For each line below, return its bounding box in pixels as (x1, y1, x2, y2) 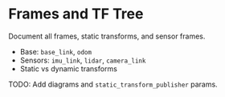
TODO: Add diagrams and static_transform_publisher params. (8, 79, 219, 89)
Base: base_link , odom (19, 46, 92, 56)
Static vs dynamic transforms (19, 63, 118, 73)
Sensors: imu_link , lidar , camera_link (19, 55, 146, 65)
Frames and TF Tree (8, 5, 144, 23)
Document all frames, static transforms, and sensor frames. (8, 31, 206, 41)
